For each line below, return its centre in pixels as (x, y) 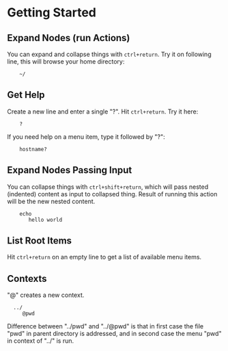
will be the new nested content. (51, 201)
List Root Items (40, 241)
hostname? (33, 149)
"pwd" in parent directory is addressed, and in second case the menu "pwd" (114, 334)
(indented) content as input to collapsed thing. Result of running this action (112, 194)
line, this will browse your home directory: (66, 62)
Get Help (26, 95)
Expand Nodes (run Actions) (69, 38)
